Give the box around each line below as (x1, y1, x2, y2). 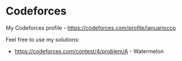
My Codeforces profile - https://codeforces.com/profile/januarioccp (5, 24, 176, 31)
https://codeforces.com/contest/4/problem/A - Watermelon (14, 47, 164, 55)
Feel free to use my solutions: (5, 36, 80, 43)
